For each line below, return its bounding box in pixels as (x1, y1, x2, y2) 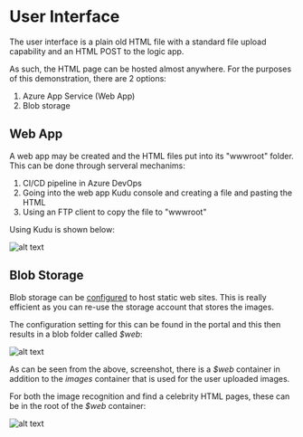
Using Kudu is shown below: (9, 223, 115, 234)
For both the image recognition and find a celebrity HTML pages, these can (9, 391, 290, 402)
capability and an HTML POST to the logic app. (9, 45, 185, 56)
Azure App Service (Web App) (22, 90, 136, 101)
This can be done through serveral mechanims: (9, 160, 185, 171)
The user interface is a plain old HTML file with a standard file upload (9, 36, 267, 47)
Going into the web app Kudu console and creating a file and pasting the (22, 187, 292, 198)
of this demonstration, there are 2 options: (9, 72, 167, 83)
